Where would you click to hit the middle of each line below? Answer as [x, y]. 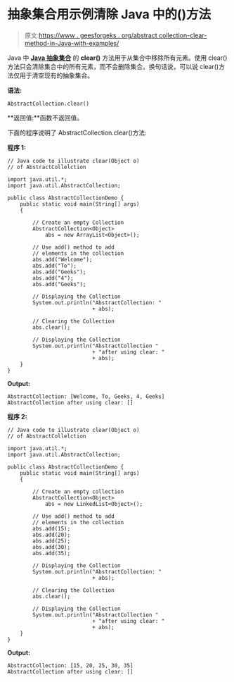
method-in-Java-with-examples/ [72, 43]
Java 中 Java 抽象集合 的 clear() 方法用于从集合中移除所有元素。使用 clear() [117, 58]
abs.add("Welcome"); [63, 259]
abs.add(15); [52, 528]
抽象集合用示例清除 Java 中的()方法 [109, 14]
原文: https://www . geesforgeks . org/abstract [91, 35]
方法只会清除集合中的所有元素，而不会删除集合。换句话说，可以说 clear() [113, 66]
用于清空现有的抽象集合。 [56, 75]
